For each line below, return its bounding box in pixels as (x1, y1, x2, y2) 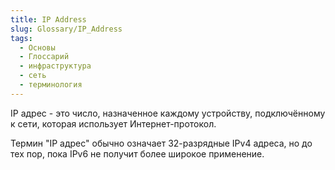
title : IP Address (10, 14, 87, 25)
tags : (10, 33, 33, 43)
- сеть (19, 71, 47, 81)
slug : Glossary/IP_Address (10, 24, 123, 34)
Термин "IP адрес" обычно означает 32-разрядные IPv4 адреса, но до (10, 137, 313, 149)
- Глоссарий (19, 52, 70, 62)
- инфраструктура (19, 61, 92, 71)
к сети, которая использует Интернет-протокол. (10, 117, 217, 130)
